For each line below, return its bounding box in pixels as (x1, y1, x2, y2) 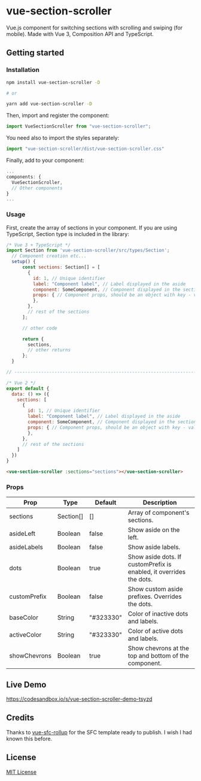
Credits (6, 713, 35, 723)
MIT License (6, 768, 37, 776)
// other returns (28, 347, 71, 353)
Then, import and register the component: (6, 112, 109, 119)
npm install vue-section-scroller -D (6, 79, 100, 85)
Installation (6, 66, 40, 74)
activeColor (9, 631, 42, 639)
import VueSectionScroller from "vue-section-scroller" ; (6, 123, 151, 129)
